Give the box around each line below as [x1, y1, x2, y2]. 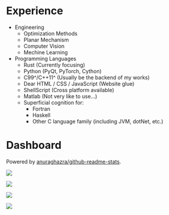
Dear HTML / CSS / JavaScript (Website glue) [23, 80, 135, 87]
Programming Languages [14, 55, 77, 62]
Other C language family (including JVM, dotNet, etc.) [32, 118, 164, 125]
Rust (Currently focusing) [23, 61, 86, 69]
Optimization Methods [23, 30, 78, 37]
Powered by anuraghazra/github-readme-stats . [6, 158, 121, 165]
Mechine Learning [23, 48, 68, 56]
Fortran [32, 105, 50, 112]
